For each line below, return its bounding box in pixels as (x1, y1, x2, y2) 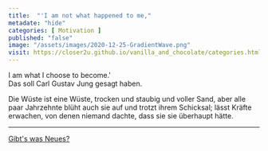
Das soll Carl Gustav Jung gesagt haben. (8, 79, 143, 88)
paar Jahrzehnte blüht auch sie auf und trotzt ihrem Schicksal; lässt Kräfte (8, 103, 252, 112)
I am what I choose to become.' (8, 71, 112, 79)
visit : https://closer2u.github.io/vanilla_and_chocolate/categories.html (8, 48, 262, 56)
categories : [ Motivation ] (8, 26, 102, 34)
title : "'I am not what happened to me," (8, 11, 152, 20)
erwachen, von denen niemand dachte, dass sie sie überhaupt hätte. (8, 111, 234, 120)
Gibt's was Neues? (8, 134, 70, 143)
